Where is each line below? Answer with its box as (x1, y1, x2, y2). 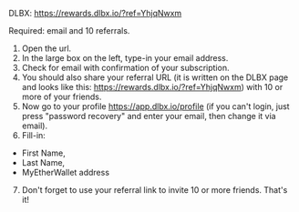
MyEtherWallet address (21, 167, 110, 177)
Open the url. (21, 43, 72, 54)
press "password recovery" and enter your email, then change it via (21, 111, 276, 121)
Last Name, (21, 157, 66, 167)
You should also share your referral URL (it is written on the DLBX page (21, 72, 289, 83)
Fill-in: (21, 130, 46, 140)
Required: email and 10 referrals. (8, 25, 130, 35)
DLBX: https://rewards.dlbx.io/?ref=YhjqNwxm (8, 8, 182, 18)
